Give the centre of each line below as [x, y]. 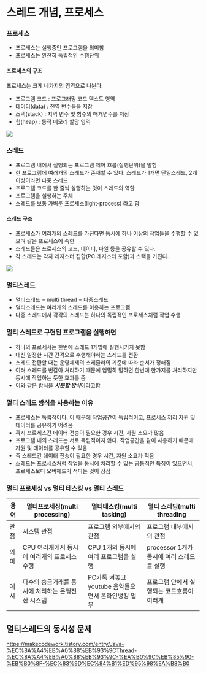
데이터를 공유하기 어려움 [44, 425]
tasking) [114, 515]
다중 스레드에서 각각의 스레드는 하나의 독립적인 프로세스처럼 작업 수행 [98, 315]
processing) [52, 515]
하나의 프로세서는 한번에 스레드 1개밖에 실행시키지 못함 [80, 347]
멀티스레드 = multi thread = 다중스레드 [62, 300]
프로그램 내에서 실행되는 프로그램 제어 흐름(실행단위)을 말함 [86, 165]
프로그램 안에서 [167, 582]
